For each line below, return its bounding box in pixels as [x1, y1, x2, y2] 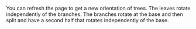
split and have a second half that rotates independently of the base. [6, 17, 169, 23]
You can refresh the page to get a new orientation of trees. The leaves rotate [6, 5, 191, 11]
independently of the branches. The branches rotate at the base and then [6, 11, 183, 18]
